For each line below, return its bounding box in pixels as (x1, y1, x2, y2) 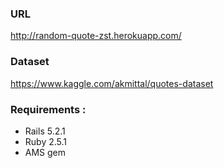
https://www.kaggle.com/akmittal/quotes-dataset (10, 77, 214, 89)
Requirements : (10, 102, 87, 116)
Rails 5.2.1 (24, 125, 66, 137)
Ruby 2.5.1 (24, 135, 68, 147)
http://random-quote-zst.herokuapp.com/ (10, 30, 182, 42)
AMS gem (24, 146, 67, 158)
